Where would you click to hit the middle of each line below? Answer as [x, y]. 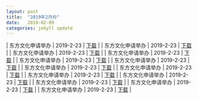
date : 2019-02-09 [30, 22]
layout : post [22, 11]
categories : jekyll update [40, 28]
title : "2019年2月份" [33, 17]
